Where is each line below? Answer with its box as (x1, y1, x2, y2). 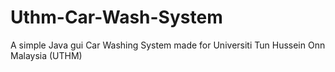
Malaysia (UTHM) (10, 49, 83, 61)
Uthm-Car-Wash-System (10, 6, 223, 29)
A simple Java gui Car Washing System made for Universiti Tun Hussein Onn (10, 39, 326, 51)
